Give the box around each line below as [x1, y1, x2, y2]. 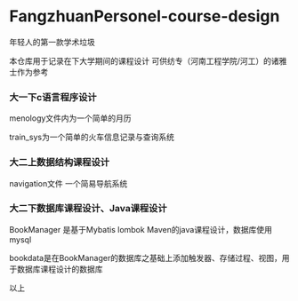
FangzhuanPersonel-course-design [9, 6, 280, 27]
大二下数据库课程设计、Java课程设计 [9, 202, 167, 215]
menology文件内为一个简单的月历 [9, 113, 132, 123]
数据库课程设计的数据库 [16, 264, 103, 274]
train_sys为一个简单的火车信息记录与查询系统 [9, 131, 175, 143]
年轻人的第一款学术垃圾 [9, 36, 95, 47]
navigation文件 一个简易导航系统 [9, 178, 128, 188]
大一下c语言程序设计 [9, 91, 97, 103]
